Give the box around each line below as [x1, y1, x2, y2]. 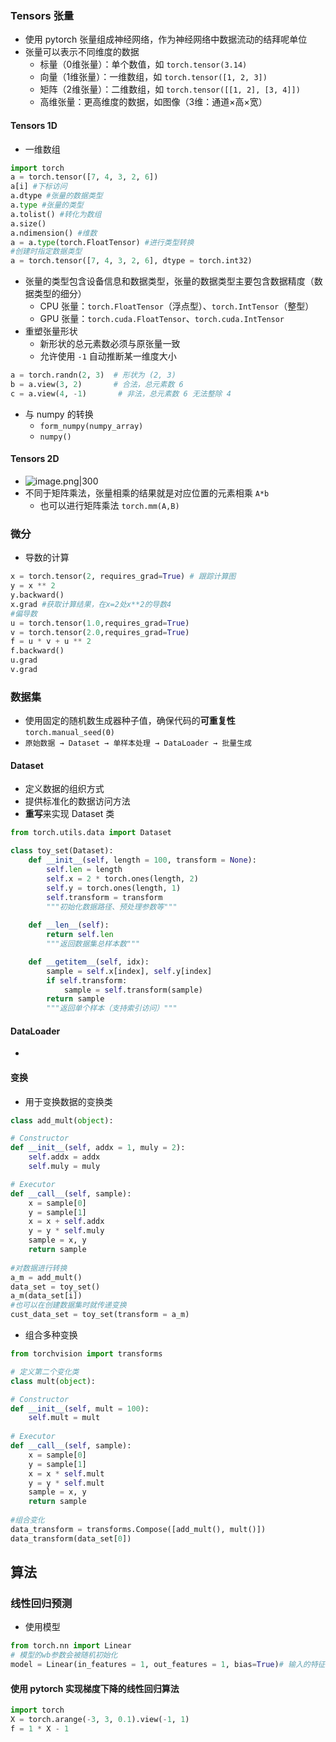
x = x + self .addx [28, 1217, 105, 1227]
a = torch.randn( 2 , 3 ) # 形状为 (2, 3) [10, 370, 177, 381]
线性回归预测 [10, 1596, 73, 1610]
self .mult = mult [28, 1413, 101, 1423]
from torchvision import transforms [10, 1349, 163, 1359]
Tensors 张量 [10, 8, 75, 22]
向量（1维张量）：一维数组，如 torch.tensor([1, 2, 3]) [39, 71, 268, 83]
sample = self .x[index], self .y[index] [46, 966, 213, 976]
